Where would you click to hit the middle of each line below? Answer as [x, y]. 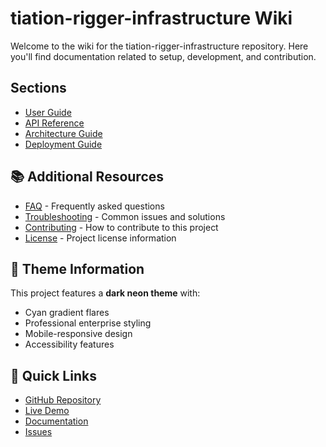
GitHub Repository [63, 400]
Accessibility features [69, 344]
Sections [38, 88]
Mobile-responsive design [78, 334]
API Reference [54, 123]
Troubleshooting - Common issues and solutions [125, 216]
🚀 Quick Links [53, 375]
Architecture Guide [63, 133]
